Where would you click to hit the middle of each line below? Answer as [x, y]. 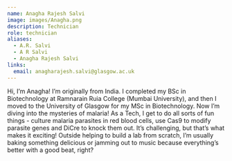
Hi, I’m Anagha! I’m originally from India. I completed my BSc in [97, 91]
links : [17, 65]
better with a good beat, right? [51, 150]
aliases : [20, 39]
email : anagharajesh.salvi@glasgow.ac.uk [74, 71]
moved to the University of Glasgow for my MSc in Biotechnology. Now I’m [114, 106]
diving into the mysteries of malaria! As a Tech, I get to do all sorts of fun [111, 113]
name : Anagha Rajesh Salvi [46, 13]
